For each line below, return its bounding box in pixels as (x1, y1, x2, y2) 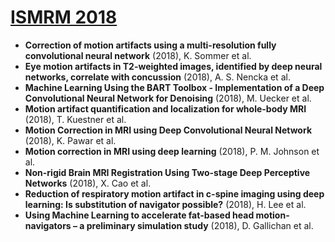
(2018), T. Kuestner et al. (24, 113, 127, 125)
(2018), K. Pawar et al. (24, 134, 117, 146)
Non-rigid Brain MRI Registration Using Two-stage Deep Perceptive (24, 166, 311, 178)
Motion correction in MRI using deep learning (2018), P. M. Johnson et (24, 145, 320, 157)
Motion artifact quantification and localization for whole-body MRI (24, 102, 307, 115)
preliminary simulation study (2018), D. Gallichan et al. (86, 219, 314, 231)
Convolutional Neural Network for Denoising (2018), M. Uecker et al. (24, 92, 312, 104)
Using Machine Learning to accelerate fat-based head (24, 209, 255, 221)
